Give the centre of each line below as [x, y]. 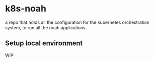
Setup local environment [44, 43]
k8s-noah [26, 9]
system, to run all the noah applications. [46, 27]
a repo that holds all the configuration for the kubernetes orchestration [77, 22]
